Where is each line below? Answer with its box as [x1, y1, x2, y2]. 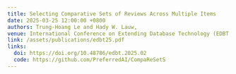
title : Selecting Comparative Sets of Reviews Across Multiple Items [7, 10, 217, 18]
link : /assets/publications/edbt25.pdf [7, 37, 125, 44]
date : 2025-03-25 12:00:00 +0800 [7, 17, 106, 24]
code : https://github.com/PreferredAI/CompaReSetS [13, 56, 166, 63]
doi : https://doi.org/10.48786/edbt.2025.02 [13, 50, 147, 57]
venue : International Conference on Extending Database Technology [7, 30, 211, 37]
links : [7, 43, 27, 50]
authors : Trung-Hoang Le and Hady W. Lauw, [7, 23, 138, 30]
